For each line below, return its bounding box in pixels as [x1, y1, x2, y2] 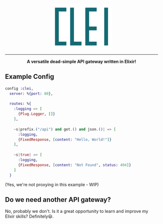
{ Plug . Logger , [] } [17, 112, 55, 117]
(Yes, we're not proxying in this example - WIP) [5, 181, 99, 187]
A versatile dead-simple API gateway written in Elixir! [26, 59, 137, 64]
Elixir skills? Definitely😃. [5, 213, 54, 219]
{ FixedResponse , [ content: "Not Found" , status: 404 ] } [17, 163, 131, 167]
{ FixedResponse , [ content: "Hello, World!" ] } [17, 137, 112, 142]
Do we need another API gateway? [5, 195, 111, 204]
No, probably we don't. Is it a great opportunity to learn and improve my [5, 209, 148, 214]
